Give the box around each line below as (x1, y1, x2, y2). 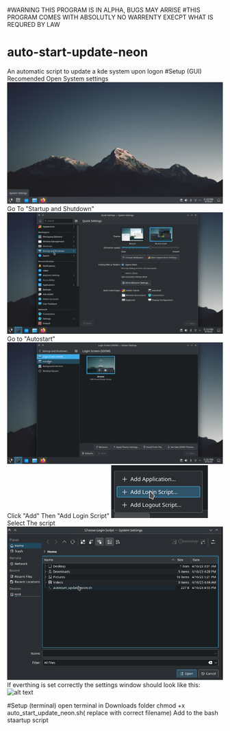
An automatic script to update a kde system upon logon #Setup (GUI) (7, 67, 202, 75)
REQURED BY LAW (7, 21, 60, 28)
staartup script (7, 716, 49, 724)
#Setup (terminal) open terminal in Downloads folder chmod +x (7, 701, 186, 710)
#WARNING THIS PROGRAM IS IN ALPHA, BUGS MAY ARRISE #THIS (7, 6, 201, 14)
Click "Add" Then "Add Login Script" (7, 511, 110, 519)
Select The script (7, 519, 55, 527)
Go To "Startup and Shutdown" (7, 204, 94, 212)
